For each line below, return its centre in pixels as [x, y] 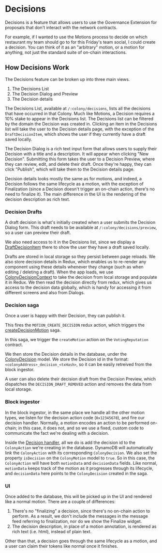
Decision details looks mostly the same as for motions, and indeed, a [73, 178]
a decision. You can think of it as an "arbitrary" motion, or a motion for [75, 47]
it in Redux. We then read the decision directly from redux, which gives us [79, 283]
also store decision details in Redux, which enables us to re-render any [76, 262]
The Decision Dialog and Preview [45, 94]
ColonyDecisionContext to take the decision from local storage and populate [81, 277]
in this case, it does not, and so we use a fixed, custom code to [81, 428]
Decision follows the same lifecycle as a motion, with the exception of [74, 184]
